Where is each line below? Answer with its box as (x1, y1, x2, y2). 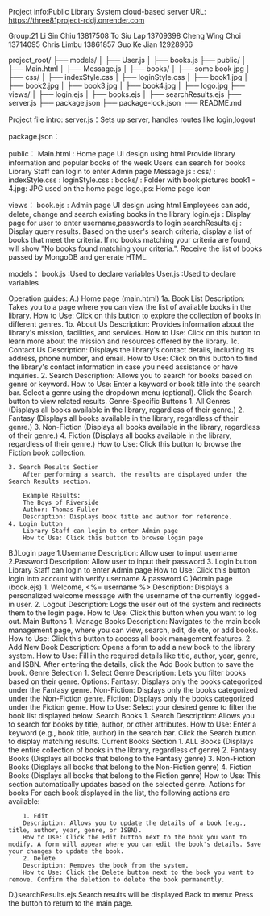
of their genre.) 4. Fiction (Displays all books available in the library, (8, 431, 232, 440)
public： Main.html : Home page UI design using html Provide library (8, 149, 235, 158)
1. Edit (23, 812, 48, 820)
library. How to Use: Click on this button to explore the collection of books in (8, 310, 262, 320)
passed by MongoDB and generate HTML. (8, 252, 149, 261)
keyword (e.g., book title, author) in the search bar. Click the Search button (8, 728, 256, 737)
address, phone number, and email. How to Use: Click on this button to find (8, 354, 258, 363)
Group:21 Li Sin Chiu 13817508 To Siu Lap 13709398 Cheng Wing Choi (8, 31, 242, 40)
